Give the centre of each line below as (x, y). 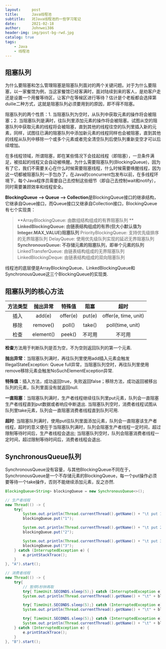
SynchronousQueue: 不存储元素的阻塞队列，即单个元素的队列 (81, 245)
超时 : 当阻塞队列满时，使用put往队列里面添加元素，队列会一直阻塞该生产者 (81, 421)
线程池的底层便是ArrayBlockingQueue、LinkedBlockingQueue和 (70, 268)
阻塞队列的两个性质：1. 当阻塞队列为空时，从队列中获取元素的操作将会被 (79, 114)
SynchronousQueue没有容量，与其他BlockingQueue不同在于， (69, 469)
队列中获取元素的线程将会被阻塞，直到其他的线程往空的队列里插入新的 (81, 127)
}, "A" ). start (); (23, 564)
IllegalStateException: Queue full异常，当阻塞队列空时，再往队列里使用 (77, 365)
